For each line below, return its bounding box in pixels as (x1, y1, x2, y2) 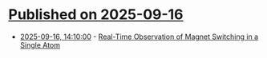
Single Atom (19, 40, 61, 49)
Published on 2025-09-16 (8, 6, 184, 24)
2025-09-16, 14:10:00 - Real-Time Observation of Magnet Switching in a (19, 32, 259, 41)
